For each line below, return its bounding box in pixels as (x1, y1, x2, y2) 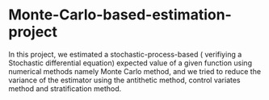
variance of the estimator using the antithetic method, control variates (8, 75, 241, 85)
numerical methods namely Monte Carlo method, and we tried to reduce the (8, 66, 261, 76)
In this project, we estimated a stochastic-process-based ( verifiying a (8, 49, 242, 59)
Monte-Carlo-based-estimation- (8, 6, 232, 24)
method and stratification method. (8, 83, 122, 94)
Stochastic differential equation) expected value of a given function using (8, 58, 253, 68)
